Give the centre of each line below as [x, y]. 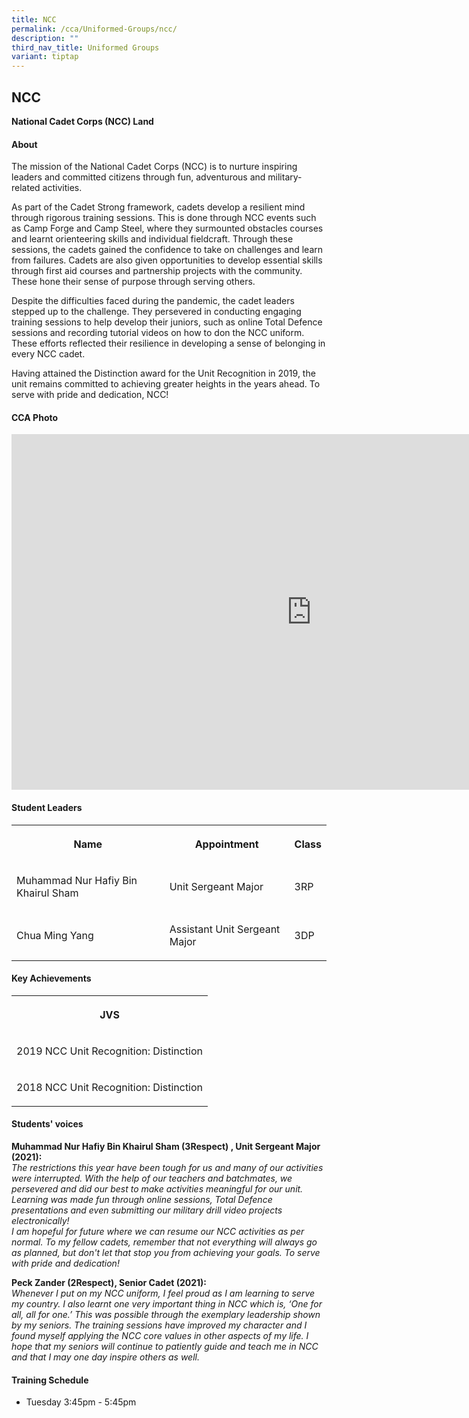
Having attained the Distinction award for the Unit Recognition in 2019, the [163, 373]
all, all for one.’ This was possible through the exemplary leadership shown [166, 1314]
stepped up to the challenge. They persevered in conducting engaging [156, 312]
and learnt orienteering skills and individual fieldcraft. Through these [152, 239]
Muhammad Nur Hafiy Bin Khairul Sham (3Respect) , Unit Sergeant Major [166, 1146]
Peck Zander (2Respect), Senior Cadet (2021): [109, 1282]
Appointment [226, 844]
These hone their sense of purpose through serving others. [133, 282]
